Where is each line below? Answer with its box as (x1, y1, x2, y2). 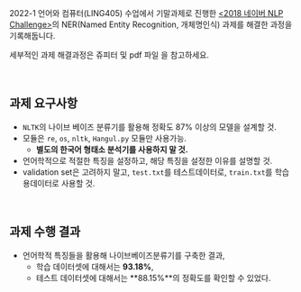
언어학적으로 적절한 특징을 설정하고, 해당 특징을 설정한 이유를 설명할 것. (22, 155, 273, 166)
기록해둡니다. (9, 31, 56, 41)
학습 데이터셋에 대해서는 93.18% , (35, 260, 154, 272)
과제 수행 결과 (9, 224, 81, 240)
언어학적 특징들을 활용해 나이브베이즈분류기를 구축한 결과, (22, 250, 225, 260)
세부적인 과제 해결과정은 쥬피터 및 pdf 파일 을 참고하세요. (9, 50, 210, 60)
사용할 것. (61, 178, 96, 188)
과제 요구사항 (9, 96, 78, 111)
